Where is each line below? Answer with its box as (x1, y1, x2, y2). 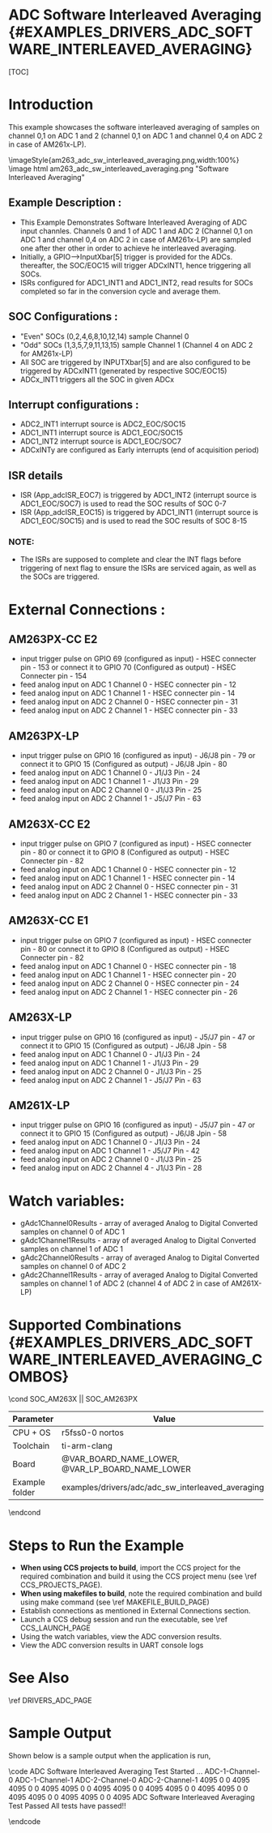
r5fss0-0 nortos (61, 1427, 124, 1438)
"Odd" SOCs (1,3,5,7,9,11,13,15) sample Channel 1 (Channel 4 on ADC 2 (19, 340, 253, 349)
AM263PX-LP (8, 729, 79, 743)
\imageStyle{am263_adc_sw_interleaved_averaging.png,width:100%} (8, 155, 240, 165)
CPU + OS (12, 1427, 51, 1438)
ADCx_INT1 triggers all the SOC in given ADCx (19, 375, 175, 384)
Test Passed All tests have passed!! (8, 1801, 127, 1811)
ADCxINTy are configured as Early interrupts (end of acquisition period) (19, 445, 259, 455)
